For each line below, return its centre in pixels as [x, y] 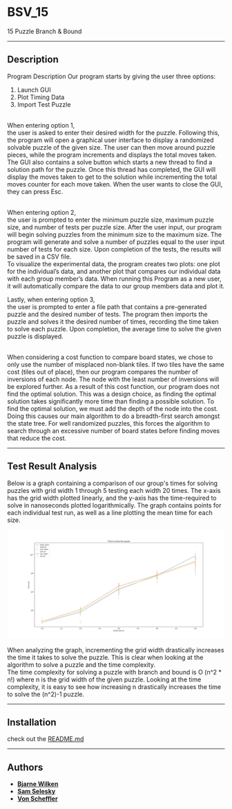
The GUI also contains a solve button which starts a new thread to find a [110, 162]
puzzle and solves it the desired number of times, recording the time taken [113, 321]
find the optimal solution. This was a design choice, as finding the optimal [112, 394]
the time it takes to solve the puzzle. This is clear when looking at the [105, 657]
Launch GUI [34, 89]
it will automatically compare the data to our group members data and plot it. [116, 286]
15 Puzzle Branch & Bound [45, 31]
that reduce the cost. [37, 438]
